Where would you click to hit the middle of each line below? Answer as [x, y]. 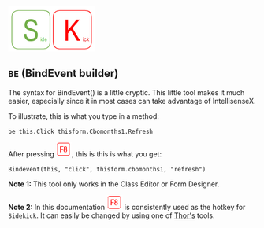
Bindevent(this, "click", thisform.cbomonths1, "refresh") [107, 169]
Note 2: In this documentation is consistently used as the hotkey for [127, 207]
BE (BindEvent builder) [63, 74]
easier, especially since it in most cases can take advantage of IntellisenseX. [132, 101]
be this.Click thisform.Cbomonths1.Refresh [81, 131]
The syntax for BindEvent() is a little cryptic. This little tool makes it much [126, 92]
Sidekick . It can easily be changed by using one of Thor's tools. [112, 215]
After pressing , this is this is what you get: [85, 154]
